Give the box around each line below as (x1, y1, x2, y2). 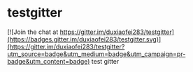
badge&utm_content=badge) (7, 57, 90, 65)
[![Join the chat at (7, 28, 59, 36)
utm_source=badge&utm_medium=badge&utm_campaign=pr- (7, 50, 186, 58)
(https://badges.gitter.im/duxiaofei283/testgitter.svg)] (7, 35, 162, 43)
